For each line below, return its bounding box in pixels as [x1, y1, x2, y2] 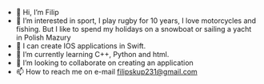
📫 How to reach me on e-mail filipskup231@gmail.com [15, 67, 198, 76]
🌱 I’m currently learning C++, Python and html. [15, 50, 170, 59]
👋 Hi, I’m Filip [15, 8, 60, 17]
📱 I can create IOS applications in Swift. [15, 41, 146, 51]
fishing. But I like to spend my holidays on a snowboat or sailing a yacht [15, 25, 252, 33]
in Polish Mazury [15, 32, 71, 42]
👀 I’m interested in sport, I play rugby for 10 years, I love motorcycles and [15, 16, 257, 25]
